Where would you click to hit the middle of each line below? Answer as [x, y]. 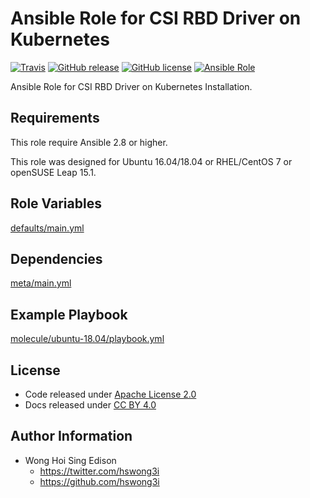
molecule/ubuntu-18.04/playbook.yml [87, 339]
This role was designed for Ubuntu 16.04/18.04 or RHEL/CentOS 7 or [151, 161]
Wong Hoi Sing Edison [70, 460]
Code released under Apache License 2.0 [110, 394]
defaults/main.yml [47, 228]
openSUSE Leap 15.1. [53, 172]
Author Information [71, 436]
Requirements [55, 118]
